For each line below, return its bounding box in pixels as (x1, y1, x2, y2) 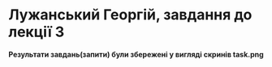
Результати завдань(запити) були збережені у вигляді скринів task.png (8, 49, 264, 59)
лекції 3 (8, 23, 65, 41)
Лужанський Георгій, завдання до (8, 6, 253, 24)
